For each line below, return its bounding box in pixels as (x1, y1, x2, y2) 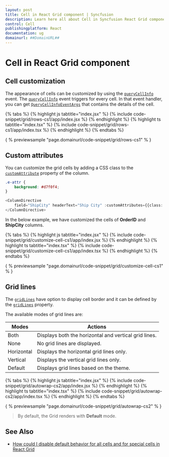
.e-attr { (5, 180, 26, 185)
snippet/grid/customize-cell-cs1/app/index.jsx (5, 237, 101, 243)
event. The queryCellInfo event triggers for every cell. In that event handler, (5, 96, 162, 102)
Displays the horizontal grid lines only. (37, 348, 127, 355)
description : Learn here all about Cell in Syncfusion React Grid (5, 17, 147, 22)
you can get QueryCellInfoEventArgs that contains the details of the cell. (5, 101, 155, 107)
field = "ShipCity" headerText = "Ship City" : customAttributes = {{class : (14, 203, 163, 208)
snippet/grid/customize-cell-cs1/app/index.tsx (5, 248, 102, 254)
